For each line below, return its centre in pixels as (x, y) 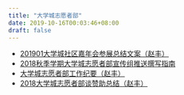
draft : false (30, 30)
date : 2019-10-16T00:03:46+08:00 (64, 23)
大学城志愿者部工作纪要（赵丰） (72, 74)
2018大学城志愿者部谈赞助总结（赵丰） (84, 83)
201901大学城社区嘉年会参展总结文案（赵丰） (94, 54)
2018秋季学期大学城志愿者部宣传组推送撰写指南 (98, 63)
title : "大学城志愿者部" (45, 15)
